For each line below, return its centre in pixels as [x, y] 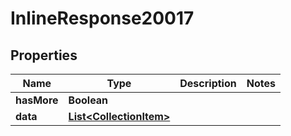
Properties [44, 55]
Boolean [88, 100]
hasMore [37, 100]
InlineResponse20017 [102, 18]
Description [208, 83]
